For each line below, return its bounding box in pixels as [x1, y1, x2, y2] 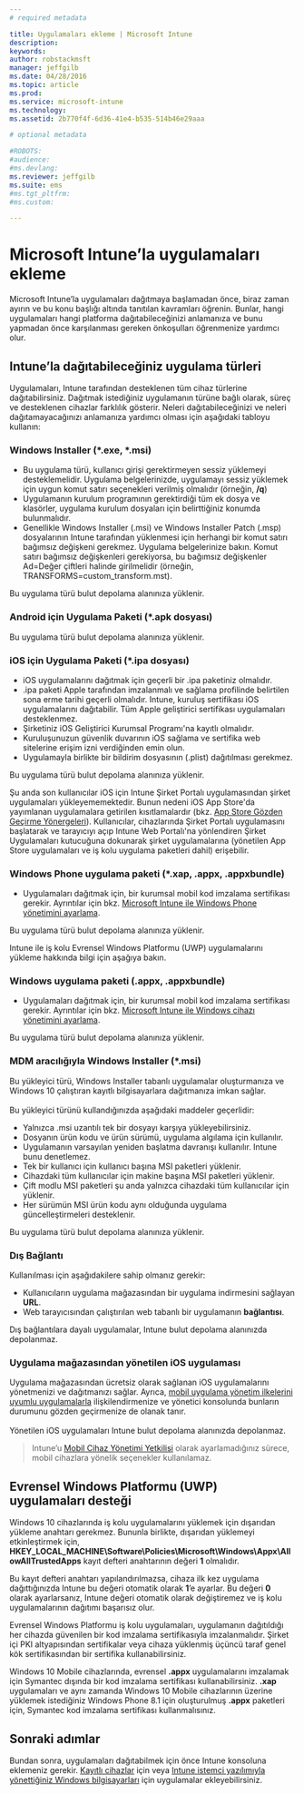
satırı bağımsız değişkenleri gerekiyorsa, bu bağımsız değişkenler [22, 551, 268, 563]
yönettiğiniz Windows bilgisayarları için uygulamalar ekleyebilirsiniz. [9, 1775, 263, 1785]
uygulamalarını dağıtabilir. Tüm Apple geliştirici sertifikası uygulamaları [22, 703, 286, 714]
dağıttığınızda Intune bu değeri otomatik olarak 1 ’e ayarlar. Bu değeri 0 [9, 1583, 271, 1593]
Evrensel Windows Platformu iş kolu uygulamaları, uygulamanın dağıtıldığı [9, 1620, 284, 1631]
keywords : [9, 46, 47, 55]
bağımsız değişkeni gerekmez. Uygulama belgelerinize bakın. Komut [22, 542, 279, 553]
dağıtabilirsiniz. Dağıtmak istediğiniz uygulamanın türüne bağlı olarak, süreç [9, 392, 291, 403]
